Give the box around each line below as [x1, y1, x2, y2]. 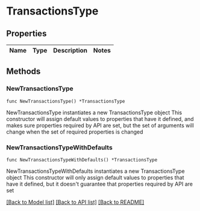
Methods [6, 67, 41, 77]
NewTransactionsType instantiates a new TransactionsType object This [6, 109, 183, 116]
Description [53, 47, 87, 54]
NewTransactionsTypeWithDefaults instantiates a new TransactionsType [6, 167, 185, 175]
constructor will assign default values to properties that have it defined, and [6, 115, 194, 122]
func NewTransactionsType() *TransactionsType [6, 98, 125, 104]
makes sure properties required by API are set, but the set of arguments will [6, 122, 194, 129]
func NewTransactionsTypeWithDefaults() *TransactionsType [6, 157, 158, 163]
